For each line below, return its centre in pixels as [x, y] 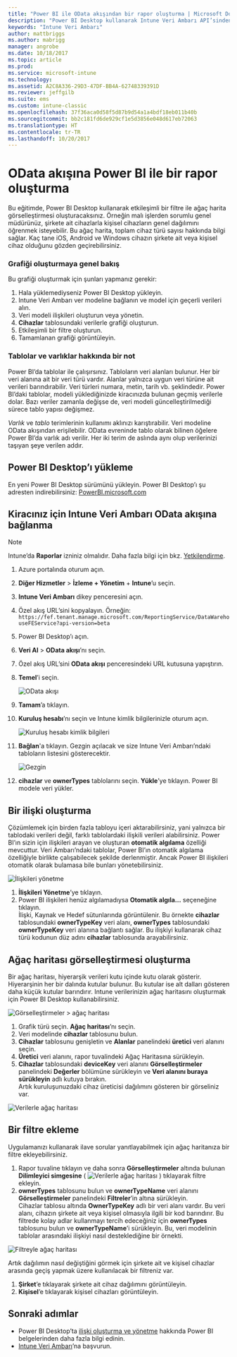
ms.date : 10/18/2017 [38, 54]
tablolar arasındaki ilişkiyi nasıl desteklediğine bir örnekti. [101, 1236]
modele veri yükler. [46, 789]
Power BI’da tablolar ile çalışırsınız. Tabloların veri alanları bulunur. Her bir [114, 371]
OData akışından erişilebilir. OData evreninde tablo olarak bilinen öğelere [113, 430]
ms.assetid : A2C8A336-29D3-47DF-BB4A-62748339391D [84, 86]
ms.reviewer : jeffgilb [41, 92]
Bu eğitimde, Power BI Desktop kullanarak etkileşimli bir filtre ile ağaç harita [117, 208]
